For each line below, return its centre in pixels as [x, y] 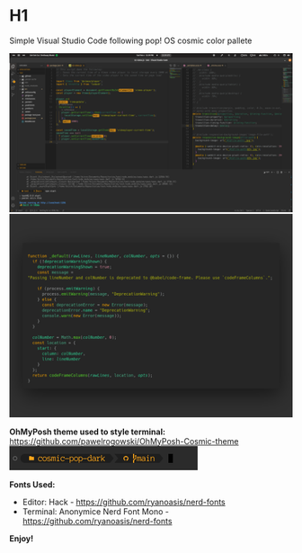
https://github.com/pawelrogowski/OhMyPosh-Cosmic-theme [124, 441]
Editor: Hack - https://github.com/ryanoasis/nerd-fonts [124, 502]
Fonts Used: [32, 484]
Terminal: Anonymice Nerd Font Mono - [95, 511]
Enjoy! [22, 538]
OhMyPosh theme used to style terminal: [88, 432]
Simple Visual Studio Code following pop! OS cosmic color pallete [131, 40]
